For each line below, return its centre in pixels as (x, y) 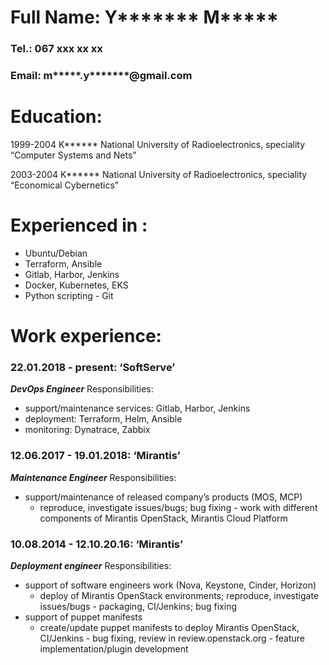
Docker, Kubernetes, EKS (76, 285)
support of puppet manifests (83, 617)
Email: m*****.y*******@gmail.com (101, 76)
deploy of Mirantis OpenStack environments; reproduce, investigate (179, 595)
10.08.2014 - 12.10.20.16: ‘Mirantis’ (97, 544)
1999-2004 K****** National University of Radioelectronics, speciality (158, 144)
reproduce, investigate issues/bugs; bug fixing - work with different (178, 507)
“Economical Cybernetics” (64, 185)
